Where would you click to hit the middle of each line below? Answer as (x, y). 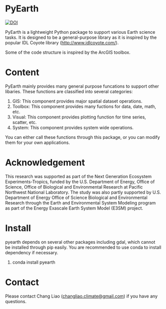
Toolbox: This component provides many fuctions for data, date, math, (84, 106)
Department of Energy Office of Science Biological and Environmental (76, 198)
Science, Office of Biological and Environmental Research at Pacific (74, 187)
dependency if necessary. (32, 252)
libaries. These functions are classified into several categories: (69, 91)
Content (22, 72)
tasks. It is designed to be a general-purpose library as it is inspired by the (81, 37)
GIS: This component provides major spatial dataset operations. (77, 101)
